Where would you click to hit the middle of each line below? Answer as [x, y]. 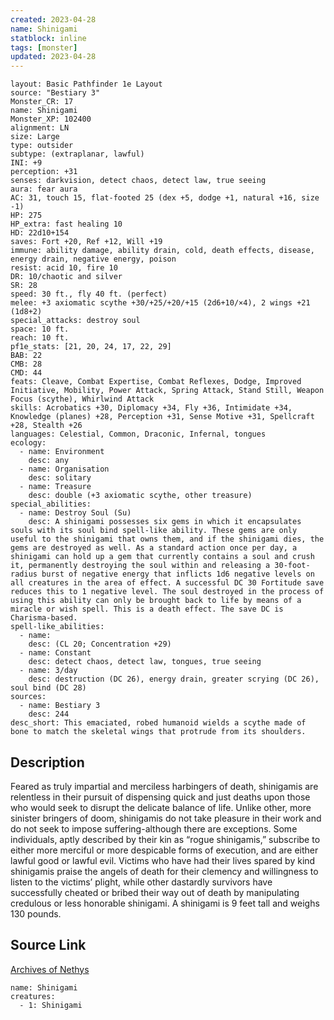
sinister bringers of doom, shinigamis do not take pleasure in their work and [166, 818]
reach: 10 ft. [40, 338]
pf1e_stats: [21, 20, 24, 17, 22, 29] [91, 347]
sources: [28, 697]
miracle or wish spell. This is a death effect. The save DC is [147, 609]
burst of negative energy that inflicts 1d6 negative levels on [178, 574]
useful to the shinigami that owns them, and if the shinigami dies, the [167, 539]
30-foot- [292, 566]
